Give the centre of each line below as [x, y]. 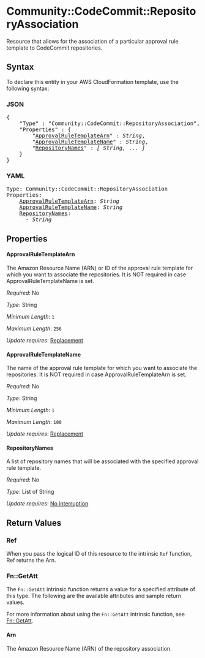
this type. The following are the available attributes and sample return [94, 596]
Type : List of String [30, 492]
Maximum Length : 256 [34, 328]
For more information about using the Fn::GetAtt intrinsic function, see [96, 615]
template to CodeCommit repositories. [54, 48]
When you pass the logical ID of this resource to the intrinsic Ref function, [99, 554]
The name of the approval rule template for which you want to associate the [102, 368]
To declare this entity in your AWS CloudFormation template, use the [92, 81]
